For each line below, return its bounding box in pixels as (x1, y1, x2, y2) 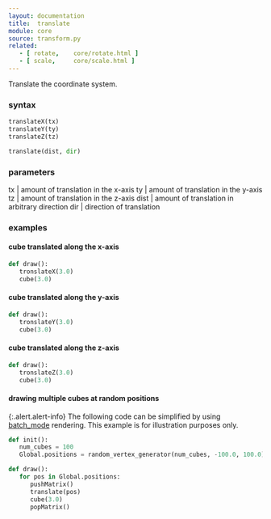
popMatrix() (29, 503, 70, 511)
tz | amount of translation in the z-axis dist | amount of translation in (8, 193, 234, 203)
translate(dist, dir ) (8, 147, 81, 155)
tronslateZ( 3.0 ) (19, 369, 74, 377)
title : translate (8, 19, 70, 27)
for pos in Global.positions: (19, 473, 121, 481)
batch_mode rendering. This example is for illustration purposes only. (8, 420, 239, 429)
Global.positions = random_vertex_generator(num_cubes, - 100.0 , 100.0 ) (19, 450, 265, 459)
